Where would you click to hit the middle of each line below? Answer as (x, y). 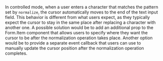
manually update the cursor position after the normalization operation (75, 48)
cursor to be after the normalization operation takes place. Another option (79, 38)
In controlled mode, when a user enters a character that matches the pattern (81, 7)
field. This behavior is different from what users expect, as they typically (77, 17)
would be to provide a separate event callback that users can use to (73, 43)
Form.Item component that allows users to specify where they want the (76, 33)
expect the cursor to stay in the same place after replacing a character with (80, 22)
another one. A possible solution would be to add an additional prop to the (79, 28)
